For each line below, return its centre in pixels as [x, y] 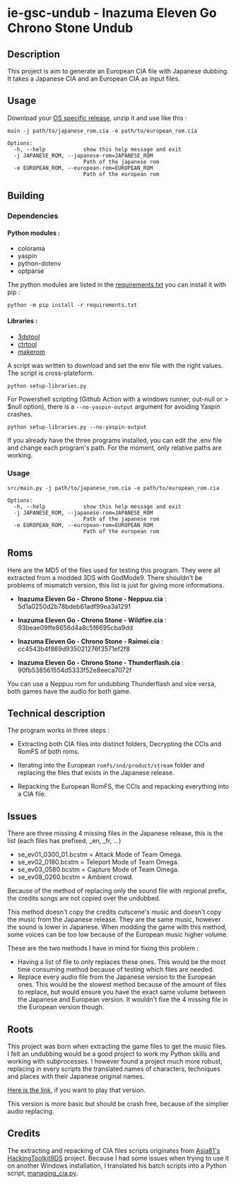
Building [26, 196]
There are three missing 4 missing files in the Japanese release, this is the [115, 833]
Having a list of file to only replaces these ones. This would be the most [122, 962]
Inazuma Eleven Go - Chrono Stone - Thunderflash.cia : [100, 662]
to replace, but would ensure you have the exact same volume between [122, 992]
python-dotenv [39, 264]
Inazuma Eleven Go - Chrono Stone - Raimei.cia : [90, 641]
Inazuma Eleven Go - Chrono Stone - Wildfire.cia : [92, 620]
